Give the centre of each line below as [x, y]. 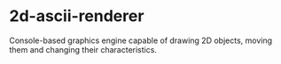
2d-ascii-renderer [77, 16]
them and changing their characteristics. [83, 49]
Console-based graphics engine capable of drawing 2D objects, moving [141, 40]
